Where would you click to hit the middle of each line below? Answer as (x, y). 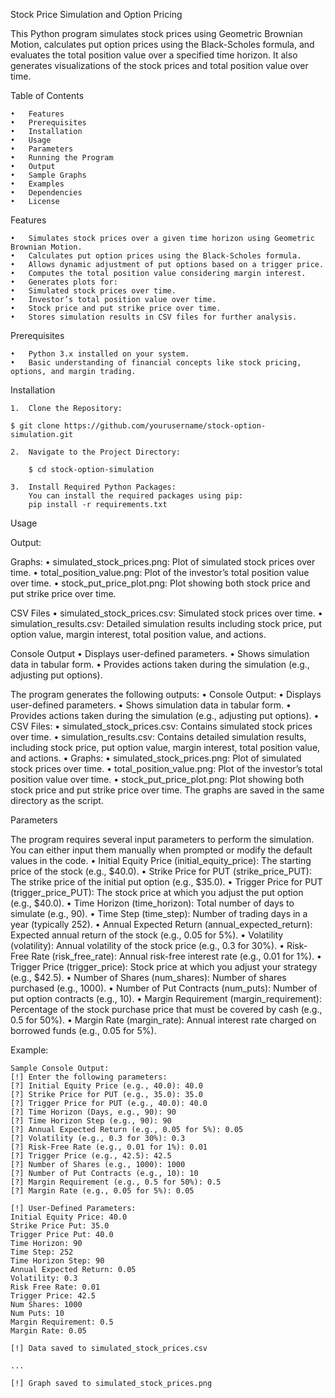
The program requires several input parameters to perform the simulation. (162, 839)
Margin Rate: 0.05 (48, 1331)
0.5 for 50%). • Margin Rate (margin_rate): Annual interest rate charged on (163, 1020)
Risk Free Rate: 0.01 (55, 1287)
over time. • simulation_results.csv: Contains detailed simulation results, (158, 737)
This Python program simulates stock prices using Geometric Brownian (156, 33)
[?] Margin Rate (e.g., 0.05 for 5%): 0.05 (102, 1191)
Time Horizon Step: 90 (57, 1261)
